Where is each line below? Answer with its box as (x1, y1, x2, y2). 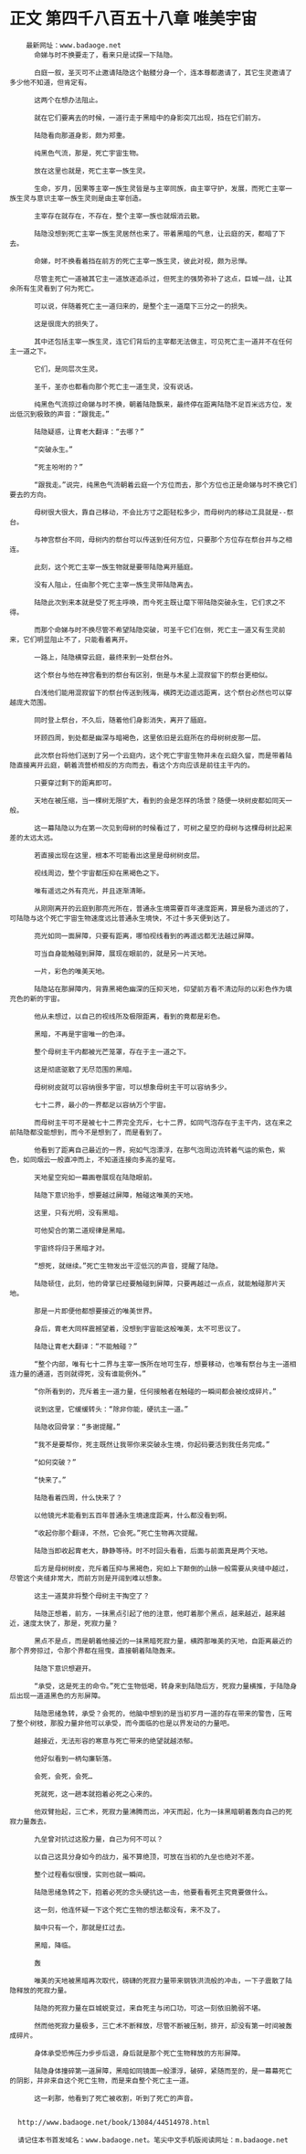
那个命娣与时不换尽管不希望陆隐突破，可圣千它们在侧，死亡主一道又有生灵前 (40, 625, 286, 635)
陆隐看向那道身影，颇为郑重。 (33, 131, 130, 140)
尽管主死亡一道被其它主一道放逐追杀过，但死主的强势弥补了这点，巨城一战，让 (33, 274, 286, 283)
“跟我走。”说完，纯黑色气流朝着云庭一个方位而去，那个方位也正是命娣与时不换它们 (33, 480, 298, 490)
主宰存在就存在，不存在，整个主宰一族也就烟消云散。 (33, 211, 205, 220)
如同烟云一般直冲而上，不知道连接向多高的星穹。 (22, 1155, 180, 1165)
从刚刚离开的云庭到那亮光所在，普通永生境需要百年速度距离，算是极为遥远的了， (33, 903, 292, 913)
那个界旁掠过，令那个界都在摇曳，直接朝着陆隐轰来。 (9, 1646, 180, 1655)
